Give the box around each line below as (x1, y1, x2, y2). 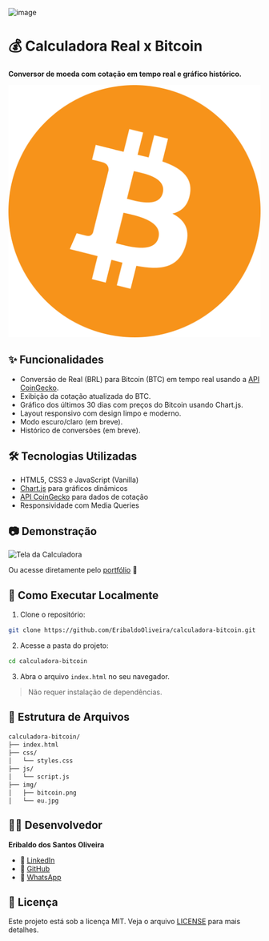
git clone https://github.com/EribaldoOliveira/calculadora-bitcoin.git (8, 626, 256, 634)
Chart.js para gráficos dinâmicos (19, 483, 128, 493)
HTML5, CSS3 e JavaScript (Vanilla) (19, 475, 139, 485)
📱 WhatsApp (19, 872, 62, 882)
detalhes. (8, 925, 39, 935)
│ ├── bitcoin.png (8, 789, 78, 797)
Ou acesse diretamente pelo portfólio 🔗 (8, 565, 138, 575)
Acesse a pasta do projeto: (19, 641, 110, 650)
